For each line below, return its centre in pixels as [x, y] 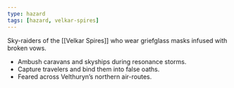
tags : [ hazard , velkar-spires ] [53, 20]
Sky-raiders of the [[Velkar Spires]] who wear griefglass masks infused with [117, 40]
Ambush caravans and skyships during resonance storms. [102, 61]
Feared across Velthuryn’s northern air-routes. [85, 76]
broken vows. [27, 48]
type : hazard [26, 14]
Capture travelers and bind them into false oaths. [88, 69]
